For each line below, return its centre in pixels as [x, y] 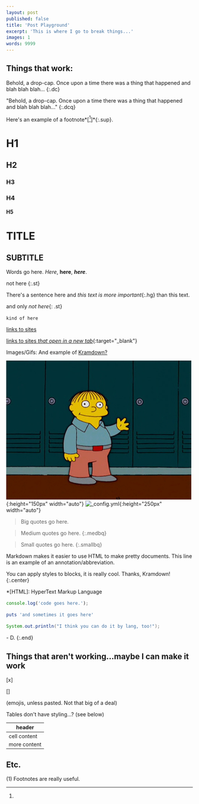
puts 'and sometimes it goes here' [50, 615]
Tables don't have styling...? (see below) [55, 714]
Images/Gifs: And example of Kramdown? [57, 352]
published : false [28, 19]
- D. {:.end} [20, 638]
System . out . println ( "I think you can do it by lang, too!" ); [83, 626]
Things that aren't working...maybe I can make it [98, 656]
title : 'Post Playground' [38, 25]
